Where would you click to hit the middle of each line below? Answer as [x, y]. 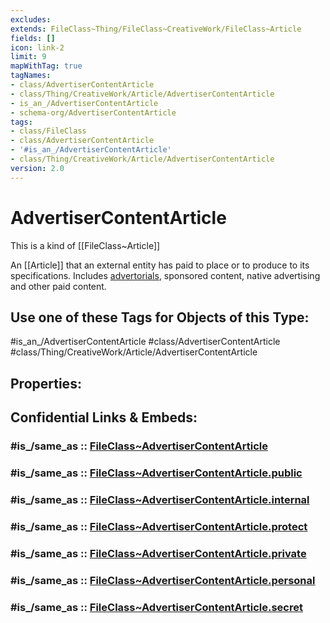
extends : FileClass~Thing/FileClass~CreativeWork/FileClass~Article [156, 29]
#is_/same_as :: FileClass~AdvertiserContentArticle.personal [163, 580]
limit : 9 [28, 57]
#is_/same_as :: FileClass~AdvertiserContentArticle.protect [159, 526]
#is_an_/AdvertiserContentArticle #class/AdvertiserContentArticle [145, 342]
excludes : [31, 19]
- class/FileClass [48, 131]
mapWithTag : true [46, 66]
